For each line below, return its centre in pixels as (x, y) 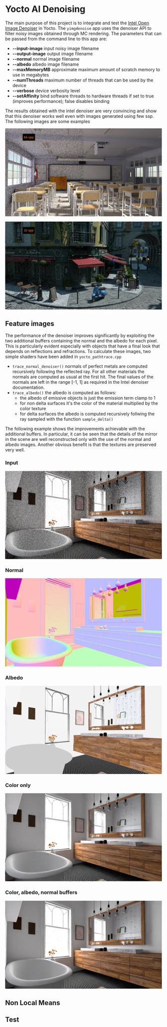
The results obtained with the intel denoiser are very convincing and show (81, 111)
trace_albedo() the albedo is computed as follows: (64, 393)
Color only (18, 785)
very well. (15, 450)
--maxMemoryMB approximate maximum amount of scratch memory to (86, 69)
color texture (33, 409)
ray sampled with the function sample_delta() (66, 419)
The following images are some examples (48, 121)
